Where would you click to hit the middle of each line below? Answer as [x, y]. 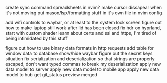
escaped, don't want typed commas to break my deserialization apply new [83, 64]
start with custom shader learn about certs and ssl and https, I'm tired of [81, 33]
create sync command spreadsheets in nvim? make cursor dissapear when [84, 7]
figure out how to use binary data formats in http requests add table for [79, 48]
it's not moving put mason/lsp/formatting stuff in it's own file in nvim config [84, 13]
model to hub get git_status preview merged [51, 75]
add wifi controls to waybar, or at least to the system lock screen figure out [84, 22]
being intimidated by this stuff [36, 38]
